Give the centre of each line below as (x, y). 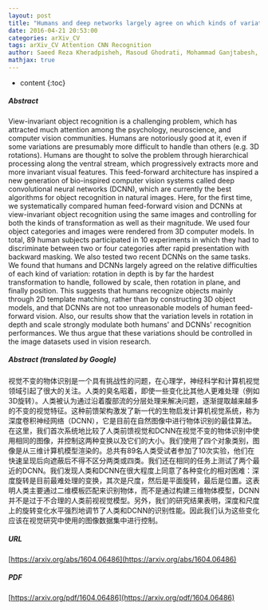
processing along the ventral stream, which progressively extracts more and (134, 163)
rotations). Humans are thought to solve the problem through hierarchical (128, 155)
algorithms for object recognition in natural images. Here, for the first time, (130, 197)
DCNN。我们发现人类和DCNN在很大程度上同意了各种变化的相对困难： (137, 470)
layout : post (30, 16)
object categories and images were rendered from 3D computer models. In (131, 231)
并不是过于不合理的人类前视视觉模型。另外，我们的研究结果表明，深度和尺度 (134, 500)
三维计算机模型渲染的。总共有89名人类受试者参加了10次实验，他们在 (142, 451)
